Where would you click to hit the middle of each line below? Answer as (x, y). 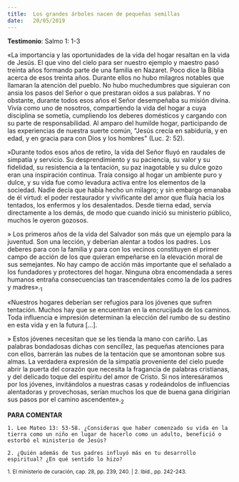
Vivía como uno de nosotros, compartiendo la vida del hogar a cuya (107, 108)
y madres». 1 (25, 288)
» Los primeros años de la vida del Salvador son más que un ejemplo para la (119, 234)
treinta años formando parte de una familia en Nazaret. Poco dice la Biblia (116, 70)
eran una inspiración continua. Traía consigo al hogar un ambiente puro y (115, 175)
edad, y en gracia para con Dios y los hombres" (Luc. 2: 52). (96, 138)
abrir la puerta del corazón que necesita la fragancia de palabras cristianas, (118, 369)
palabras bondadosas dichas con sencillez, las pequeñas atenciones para (116, 347)
